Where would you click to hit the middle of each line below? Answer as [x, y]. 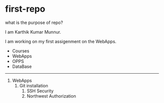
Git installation [34, 85]
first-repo [25, 9]
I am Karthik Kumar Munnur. [33, 32]
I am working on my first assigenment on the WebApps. [61, 41]
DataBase [22, 66]
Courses [20, 51]
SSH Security [40, 91]
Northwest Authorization [51, 96]
